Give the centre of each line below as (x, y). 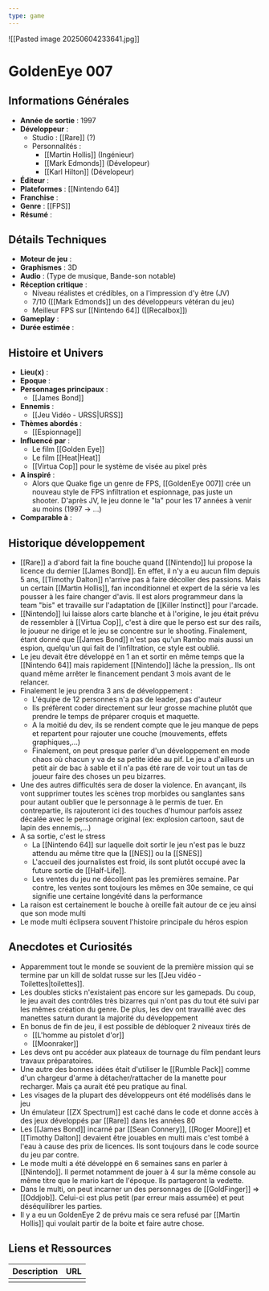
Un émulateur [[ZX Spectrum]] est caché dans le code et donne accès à (139, 1111)
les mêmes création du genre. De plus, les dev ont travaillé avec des (133, 1009)
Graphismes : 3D (49, 267)
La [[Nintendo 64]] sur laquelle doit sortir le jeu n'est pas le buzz (139, 845)
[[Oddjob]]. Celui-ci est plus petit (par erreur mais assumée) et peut (132, 1198)
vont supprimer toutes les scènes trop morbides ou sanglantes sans (132, 793)
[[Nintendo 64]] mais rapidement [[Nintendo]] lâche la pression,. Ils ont (137, 665)
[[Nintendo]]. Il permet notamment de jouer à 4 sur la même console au (138, 1172)
